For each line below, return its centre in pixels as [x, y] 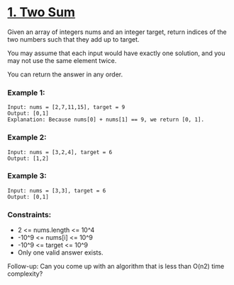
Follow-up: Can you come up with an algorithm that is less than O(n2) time [116, 267]
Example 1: [26, 93]
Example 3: [27, 176]
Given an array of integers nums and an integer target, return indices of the [117, 32]
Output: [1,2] [28, 158]
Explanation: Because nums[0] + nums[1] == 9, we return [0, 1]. [106, 120]
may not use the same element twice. [62, 60]
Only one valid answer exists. [60, 252]
